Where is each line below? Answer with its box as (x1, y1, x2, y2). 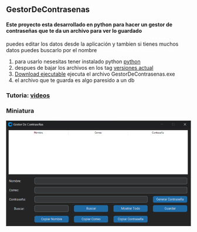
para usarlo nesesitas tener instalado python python (14, 58, 141, 65)
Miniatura (6, 107, 34, 115)
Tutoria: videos (6, 91, 50, 99)
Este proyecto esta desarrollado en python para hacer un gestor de (6, 21, 173, 28)
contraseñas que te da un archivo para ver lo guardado (6, 27, 142, 34)
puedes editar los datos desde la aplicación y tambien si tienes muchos (6, 40, 179, 47)
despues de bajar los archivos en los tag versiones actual (14, 64, 154, 71)
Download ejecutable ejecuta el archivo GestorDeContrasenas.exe (14, 70, 175, 77)
